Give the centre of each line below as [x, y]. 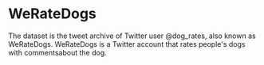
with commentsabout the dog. [57, 52]
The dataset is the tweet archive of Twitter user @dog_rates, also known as [132, 36]
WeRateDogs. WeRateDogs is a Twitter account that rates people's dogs [127, 44]
